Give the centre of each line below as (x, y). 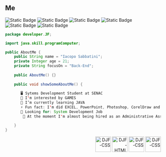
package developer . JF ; (28, 34)
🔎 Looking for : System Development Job (62, 112)
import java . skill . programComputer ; (43, 43)
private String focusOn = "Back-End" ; (54, 66)
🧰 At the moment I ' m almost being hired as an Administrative (88, 116)
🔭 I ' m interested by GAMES (48, 98)
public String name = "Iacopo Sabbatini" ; (58, 57)
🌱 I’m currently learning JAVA (53, 103)
